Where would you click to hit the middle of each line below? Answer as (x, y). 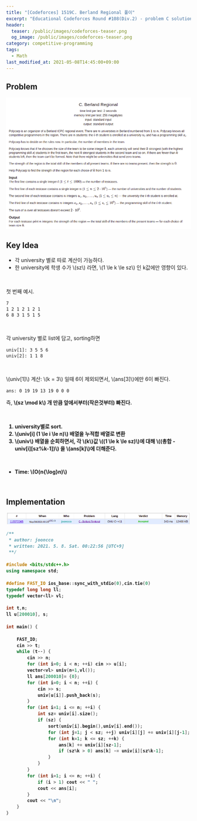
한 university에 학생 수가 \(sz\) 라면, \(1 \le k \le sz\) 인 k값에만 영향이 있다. (101, 267)
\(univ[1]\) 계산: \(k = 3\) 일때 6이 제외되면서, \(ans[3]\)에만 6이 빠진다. (88, 379)
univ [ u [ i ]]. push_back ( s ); (69, 695)
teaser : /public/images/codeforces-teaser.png (69, 31)
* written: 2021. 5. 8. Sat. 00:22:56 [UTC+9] (67, 546)
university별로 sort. (38, 426)
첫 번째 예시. (20, 292)
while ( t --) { (34, 652)
